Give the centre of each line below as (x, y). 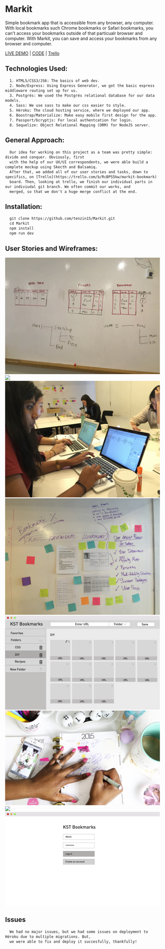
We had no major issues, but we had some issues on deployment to (79, 932)
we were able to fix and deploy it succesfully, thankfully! (73, 942)
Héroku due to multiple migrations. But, (48, 937)
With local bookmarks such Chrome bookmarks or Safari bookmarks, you (79, 28)
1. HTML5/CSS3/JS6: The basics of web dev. (55, 81)
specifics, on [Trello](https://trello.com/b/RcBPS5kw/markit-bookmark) (81, 177)
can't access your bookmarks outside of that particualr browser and (74, 33)
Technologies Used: (36, 69)
